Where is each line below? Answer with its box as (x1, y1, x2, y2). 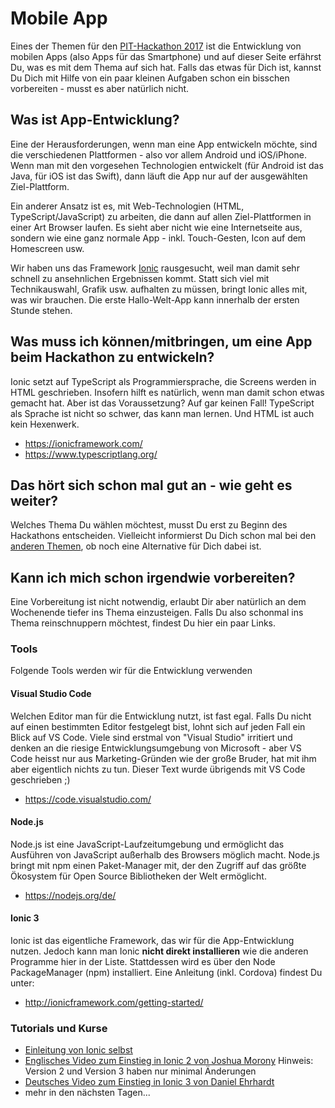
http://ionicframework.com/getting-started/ (24, 997, 204, 1009)
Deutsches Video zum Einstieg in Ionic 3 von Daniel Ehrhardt (24, 1076, 275, 1088)
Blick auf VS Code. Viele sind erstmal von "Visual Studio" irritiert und (10, 731, 293, 743)
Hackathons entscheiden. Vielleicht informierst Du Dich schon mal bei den (10, 530, 317, 542)
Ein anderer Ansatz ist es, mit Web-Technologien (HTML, (10, 200, 245, 212)
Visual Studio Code (10, 688, 92, 700)
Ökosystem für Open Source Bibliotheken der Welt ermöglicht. (10, 870, 267, 882)
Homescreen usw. (10, 242, 85, 254)
